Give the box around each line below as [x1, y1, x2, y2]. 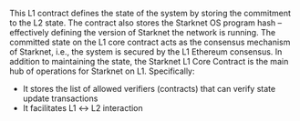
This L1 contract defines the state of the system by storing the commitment [9, 8, 292, 18]
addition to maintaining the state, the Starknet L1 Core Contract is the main [9, 56, 289, 66]
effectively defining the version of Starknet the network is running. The [9, 27, 276, 37]
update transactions [22, 93, 98, 104]
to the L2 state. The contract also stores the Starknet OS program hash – [9, 17, 283, 28]
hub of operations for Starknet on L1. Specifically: [9, 66, 195, 76]
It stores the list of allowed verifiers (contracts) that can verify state [22, 84, 276, 94]
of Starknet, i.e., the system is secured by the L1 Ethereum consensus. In [9, 46, 283, 57]
